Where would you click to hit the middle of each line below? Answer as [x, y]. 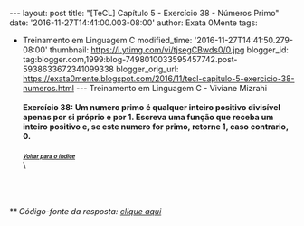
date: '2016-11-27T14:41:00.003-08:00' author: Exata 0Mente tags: [133, 23]
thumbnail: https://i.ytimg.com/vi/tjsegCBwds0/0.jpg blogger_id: [169, 50]
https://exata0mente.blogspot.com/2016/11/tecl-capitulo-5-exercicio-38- [158, 79]
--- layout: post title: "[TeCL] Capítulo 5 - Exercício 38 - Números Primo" [144, 13]
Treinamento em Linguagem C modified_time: [107, 40]
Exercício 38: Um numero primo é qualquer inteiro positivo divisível [151, 107]
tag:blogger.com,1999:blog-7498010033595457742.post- [130, 59]
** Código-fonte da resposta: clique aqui [85, 211]
